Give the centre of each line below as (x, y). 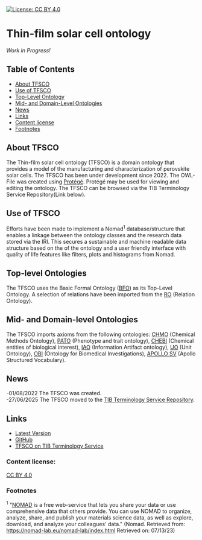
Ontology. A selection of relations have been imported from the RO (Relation (100, 294)
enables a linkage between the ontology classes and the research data (94, 235)
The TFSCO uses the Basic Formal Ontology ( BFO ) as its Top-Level (90, 288)
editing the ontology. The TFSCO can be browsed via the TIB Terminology (98, 188)
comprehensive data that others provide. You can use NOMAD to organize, (99, 511)
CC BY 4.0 (19, 475)
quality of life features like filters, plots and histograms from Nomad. (91, 255)
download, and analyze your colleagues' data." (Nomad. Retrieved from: (96, 524)
